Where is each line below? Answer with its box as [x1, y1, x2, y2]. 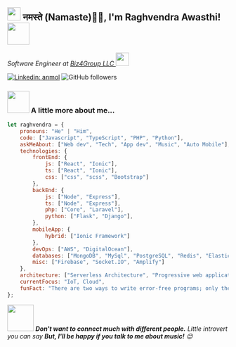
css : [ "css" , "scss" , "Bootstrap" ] [44, 174, 150, 181]
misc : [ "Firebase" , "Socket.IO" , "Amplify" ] [32, 258, 165, 266]
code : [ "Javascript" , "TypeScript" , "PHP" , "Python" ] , [20, 134, 184, 141]
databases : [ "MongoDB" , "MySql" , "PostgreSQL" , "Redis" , [32, 252, 203, 259]
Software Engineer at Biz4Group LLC [7, 59, 114, 68]
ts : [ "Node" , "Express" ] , [44, 200, 121, 207]
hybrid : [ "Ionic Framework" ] [44, 232, 131, 239]
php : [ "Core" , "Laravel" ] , [44, 206, 124, 213]
